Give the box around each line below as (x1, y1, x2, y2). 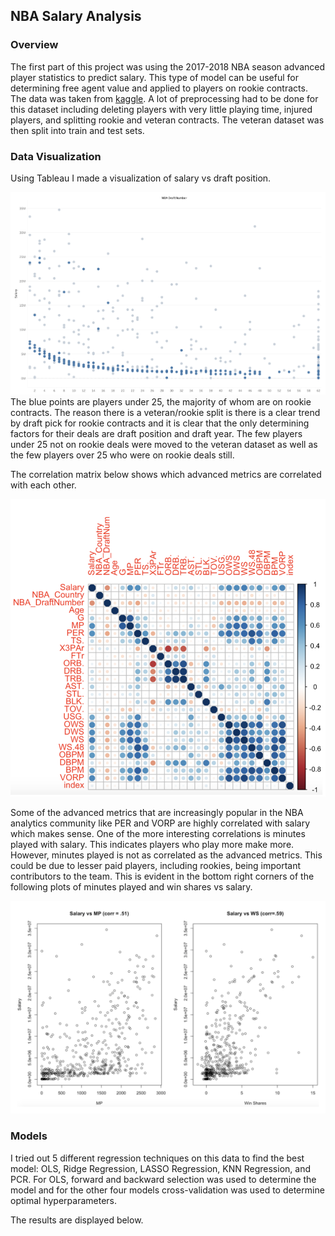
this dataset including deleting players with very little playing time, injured (10, 103, 313, 115)
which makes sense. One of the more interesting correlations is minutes (10, 827, 306, 839)
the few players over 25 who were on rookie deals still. (10, 449, 235, 461)
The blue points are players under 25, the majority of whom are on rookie (10, 395, 312, 408)
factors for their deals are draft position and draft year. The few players (10, 427, 303, 439)
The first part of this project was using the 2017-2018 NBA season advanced (10, 60, 325, 73)
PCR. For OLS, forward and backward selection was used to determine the (10, 1173, 317, 1185)
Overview (10, 38, 59, 52)
